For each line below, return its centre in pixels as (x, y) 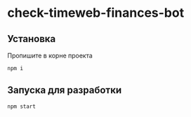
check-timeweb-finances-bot (96, 13)
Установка (32, 39)
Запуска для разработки (64, 90)
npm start (22, 106)
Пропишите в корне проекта (50, 55)
